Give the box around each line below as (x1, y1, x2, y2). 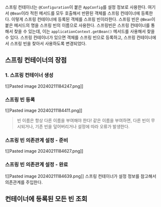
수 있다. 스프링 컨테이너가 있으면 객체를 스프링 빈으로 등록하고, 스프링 (5, 34, 136, 40)
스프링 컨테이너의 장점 (5, 56, 67, 64)
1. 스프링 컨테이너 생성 (5, 72, 54, 79)
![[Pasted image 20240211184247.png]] (5, 83, 83, 89)
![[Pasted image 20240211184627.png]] (5, 148, 83, 154)
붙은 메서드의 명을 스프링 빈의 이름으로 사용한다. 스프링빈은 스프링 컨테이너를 (5, 22, 150, 28)
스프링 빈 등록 (5, 96, 35, 103)
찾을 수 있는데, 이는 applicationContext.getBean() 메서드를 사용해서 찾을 (14, 29, 155, 34)
